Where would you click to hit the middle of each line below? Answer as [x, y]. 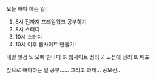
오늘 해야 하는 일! [26, 9]
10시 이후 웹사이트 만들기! [45, 44]
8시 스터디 [27, 29]
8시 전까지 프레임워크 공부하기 [51, 22]
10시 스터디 [29, 37]
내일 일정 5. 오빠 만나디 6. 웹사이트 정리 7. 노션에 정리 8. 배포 [78, 57]
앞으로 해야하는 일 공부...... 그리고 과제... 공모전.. [63, 70]
